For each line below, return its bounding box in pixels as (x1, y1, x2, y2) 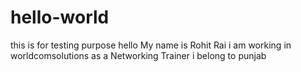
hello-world (10, 6, 110, 29)
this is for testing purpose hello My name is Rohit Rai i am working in (10, 39, 292, 51)
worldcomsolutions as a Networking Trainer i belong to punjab (10, 49, 267, 61)
